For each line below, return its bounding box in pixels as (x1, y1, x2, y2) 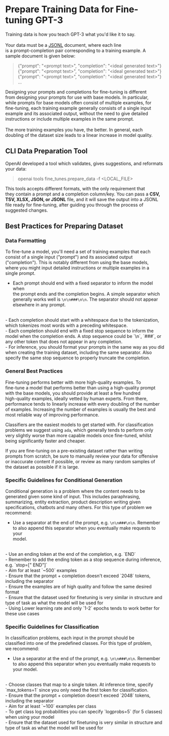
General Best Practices (5, 367, 63, 375)
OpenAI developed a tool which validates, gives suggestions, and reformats (5, 160, 163, 166)
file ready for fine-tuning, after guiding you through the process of (5, 202, 144, 208)
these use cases (5, 611, 40, 617)
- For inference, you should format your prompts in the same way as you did (5, 344, 164, 350)
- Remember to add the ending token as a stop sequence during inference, (5, 556, 161, 563)
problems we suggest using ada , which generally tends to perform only (5, 427, 154, 433)
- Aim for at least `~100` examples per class (5, 703, 96, 710)
